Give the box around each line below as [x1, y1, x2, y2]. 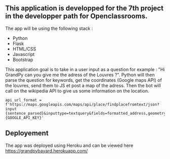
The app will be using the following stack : [5, 25, 93, 31]
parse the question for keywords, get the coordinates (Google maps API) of [5, 77, 162, 83]
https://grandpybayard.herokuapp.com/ [5, 147, 88, 153]
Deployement [5, 129, 49, 138]
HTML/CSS [12, 45, 36, 52]
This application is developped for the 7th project [5, 4, 163, 13]
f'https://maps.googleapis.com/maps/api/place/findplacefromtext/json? [5, 102, 159, 107]
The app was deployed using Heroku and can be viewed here [5, 142, 134, 148]
